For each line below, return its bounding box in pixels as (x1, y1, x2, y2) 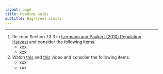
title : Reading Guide (5, 12, 49, 16)
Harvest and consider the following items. (12, 39, 96, 45)
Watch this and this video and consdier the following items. (12, 54, 130, 60)
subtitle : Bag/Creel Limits (5, 16, 62, 21)
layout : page (5, 7, 32, 12)
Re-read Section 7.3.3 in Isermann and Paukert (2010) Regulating (12, 34, 142, 40)
